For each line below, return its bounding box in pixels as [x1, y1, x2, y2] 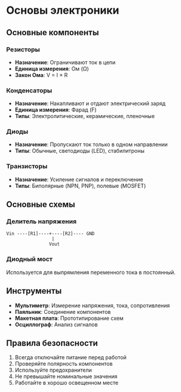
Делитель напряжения [6, 217, 76, 226]
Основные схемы [6, 199, 76, 209]
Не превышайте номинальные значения [14, 373, 118, 380]
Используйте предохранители [14, 366, 93, 374]
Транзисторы [6, 162, 48, 171]
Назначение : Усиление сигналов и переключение [14, 175, 143, 183]
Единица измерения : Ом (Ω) [14, 65, 90, 72]
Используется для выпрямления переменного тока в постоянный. [6, 268, 176, 276]
